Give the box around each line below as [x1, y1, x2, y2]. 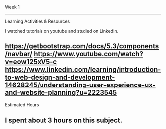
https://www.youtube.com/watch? [34, 50, 143, 58]
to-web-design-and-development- [5, 73, 115, 82]
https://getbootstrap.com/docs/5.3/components [5, 42, 159, 51]
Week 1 [5, 4, 20, 10]
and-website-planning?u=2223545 [5, 88, 117, 97]
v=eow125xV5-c [5, 58, 57, 66]
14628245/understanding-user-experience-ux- [5, 81, 156, 89]
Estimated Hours [5, 101, 39, 108]
